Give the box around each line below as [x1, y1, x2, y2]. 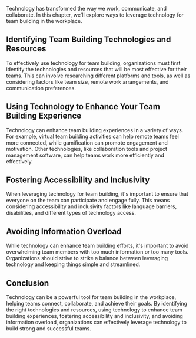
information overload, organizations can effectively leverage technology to [6, 319, 187, 326]
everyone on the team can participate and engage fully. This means [6, 197, 170, 204]
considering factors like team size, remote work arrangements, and [6, 78, 169, 85]
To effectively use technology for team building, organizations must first [6, 59, 181, 67]
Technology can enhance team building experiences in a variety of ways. [6, 126, 184, 133]
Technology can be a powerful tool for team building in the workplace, [6, 294, 177, 301]
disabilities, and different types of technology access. [6, 209, 137, 216]
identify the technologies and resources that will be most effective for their [6, 65, 187, 73]
